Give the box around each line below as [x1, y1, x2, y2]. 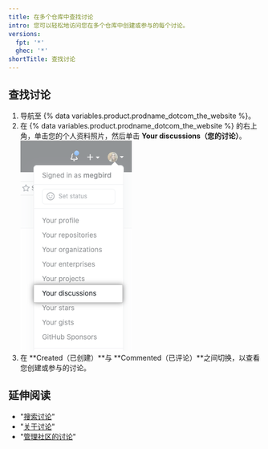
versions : [8, 30, 42, 38]
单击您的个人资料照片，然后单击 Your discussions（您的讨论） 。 [34, 131, 246, 141]
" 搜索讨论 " [19, 411, 55, 421]
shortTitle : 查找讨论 [8, 55, 76, 63]
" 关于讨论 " [19, 422, 55, 431]
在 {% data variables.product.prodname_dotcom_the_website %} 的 [19, 120, 243, 130]
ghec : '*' [15, 47, 48, 55]
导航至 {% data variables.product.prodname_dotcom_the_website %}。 [19, 111, 255, 120]
